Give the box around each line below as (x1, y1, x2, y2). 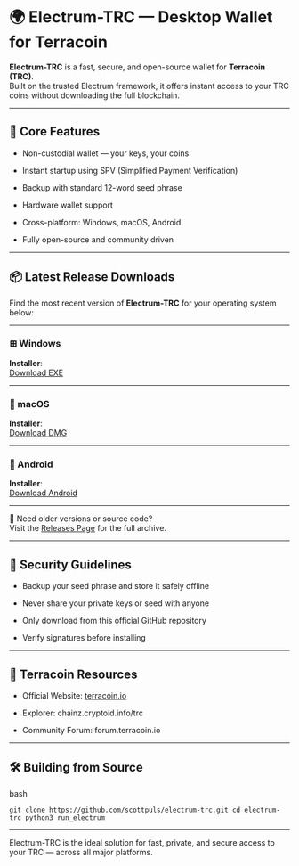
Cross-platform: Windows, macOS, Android (21, 216, 182, 227)
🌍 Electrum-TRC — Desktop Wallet (9, 7, 273, 28)
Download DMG (9, 428, 68, 438)
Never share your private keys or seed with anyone (21, 598, 210, 609)
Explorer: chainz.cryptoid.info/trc (21, 707, 144, 718)
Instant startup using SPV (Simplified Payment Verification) (21, 165, 238, 176)
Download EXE (9, 367, 64, 378)
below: (9, 306, 34, 317)
